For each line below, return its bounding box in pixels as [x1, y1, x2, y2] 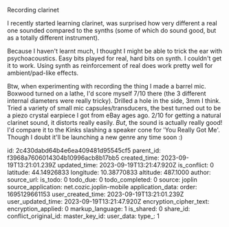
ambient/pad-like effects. [7, 69, 79, 77]
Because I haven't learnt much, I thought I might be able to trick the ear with [7, 47, 222, 55]
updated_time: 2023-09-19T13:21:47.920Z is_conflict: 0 [57, 161, 215, 169]
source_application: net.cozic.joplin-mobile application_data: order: [7, 183, 197, 191]
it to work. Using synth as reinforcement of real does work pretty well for [7, 62, 213, 69]
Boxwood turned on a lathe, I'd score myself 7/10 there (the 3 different [7, 89, 206, 97]
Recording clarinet [7, 6, 60, 14]
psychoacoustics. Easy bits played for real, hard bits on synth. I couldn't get [7, 54, 222, 62]
